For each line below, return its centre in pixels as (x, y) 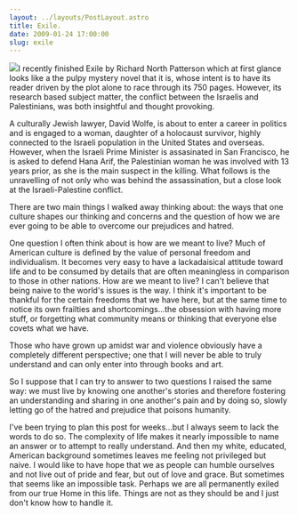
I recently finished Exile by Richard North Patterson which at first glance (150, 68)
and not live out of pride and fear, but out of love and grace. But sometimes (147, 475)
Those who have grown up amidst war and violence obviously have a (136, 346)
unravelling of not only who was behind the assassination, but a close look (145, 181)
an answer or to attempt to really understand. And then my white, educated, (148, 447)
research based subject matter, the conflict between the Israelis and (134, 97)
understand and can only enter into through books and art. (117, 365)
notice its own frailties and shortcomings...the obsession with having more (145, 310)
